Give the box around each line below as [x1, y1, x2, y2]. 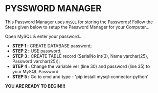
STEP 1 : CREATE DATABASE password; [12, 43, 92, 48]
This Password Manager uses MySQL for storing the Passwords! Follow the [5, 19, 153, 25]
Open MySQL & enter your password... [5, 33, 83, 39]
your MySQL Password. [12, 68, 60, 74]
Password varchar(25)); [12, 58, 60, 64]
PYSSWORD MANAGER [5, 3, 102, 14]
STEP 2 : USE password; [12, 48, 62, 54]
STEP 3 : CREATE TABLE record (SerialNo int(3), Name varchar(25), [12, 53, 148, 59]
